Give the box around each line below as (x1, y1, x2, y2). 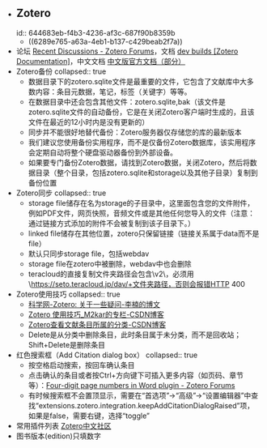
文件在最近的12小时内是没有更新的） (28, 117, 150, 126)
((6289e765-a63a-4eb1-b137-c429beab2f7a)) (28, 36, 184, 46)
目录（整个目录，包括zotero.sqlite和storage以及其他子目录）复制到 (35, 168, 259, 177)
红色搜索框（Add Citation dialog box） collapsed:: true (15, 350, 198, 360)
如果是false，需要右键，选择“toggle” (28, 411, 150, 420)
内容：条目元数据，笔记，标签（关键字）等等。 (35, 87, 192, 96)
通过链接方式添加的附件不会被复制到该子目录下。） (28, 218, 196, 228)
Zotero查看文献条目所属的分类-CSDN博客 (28, 319, 167, 329)
